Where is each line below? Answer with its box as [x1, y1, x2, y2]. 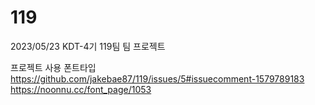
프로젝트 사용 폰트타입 [10, 61, 97, 73]
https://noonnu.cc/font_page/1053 [10, 83, 152, 95]
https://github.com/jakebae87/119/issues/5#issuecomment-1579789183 [10, 72, 305, 85]
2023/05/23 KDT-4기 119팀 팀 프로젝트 [10, 40, 166, 52]
